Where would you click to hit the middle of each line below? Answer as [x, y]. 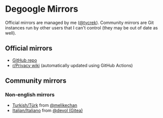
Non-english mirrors [30, 95]
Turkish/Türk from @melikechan [45, 105]
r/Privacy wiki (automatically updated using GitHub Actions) [72, 65]
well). [11, 33]
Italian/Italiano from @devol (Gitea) [47, 111]
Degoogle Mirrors [42, 9]
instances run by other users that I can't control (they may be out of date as [81, 27]
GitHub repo [25, 60]
